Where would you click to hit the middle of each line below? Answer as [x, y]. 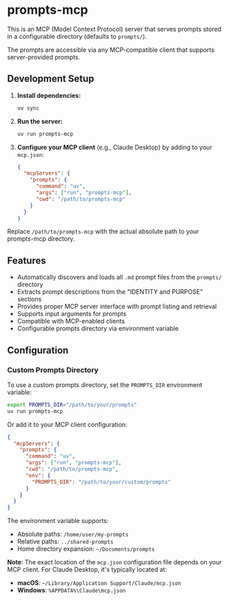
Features [27, 260]
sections [29, 299]
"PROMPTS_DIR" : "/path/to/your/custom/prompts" [101, 482]
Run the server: [40, 121]
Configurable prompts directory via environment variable [98, 328]
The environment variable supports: [58, 521]
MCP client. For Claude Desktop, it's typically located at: [87, 570]
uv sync [28, 108]
